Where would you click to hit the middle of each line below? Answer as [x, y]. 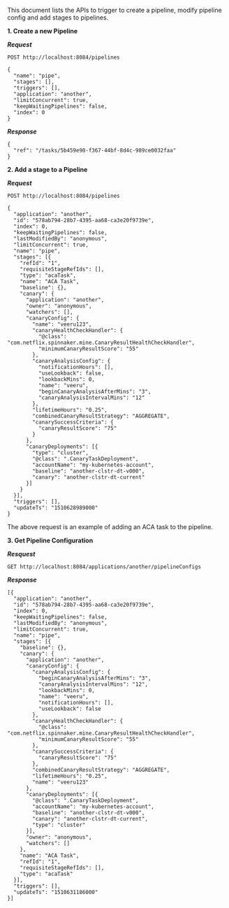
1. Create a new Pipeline [43, 31]
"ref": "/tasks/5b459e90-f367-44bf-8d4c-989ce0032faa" [95, 150]
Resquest [21, 554]
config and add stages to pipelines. [58, 17]
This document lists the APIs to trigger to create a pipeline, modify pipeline [114, 10]
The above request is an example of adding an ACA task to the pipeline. [110, 527]
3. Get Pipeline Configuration [50, 540]
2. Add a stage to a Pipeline [47, 170]
